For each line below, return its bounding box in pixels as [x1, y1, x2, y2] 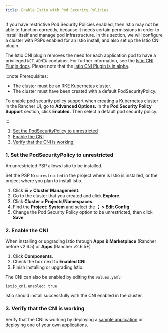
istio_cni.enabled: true [5, 284, 57, 289]
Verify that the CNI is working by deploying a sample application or [5, 316, 143, 322]
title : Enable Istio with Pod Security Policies [5, 7, 109, 13]
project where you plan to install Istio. [5, 177, 83, 184]
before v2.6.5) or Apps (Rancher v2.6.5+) [5, 244, 91, 250]
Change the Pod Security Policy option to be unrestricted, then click [12, 209, 153, 215]
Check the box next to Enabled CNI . [12, 259, 87, 265]
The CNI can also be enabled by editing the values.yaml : [5, 274, 122, 280]
